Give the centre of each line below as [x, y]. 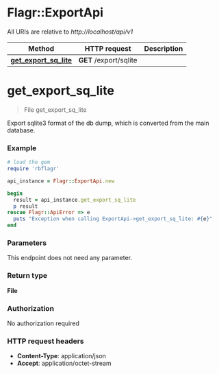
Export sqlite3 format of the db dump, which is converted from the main [108, 123]
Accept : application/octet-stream [64, 363]
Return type [27, 276]
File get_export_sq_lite [55, 109]
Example [22, 148]
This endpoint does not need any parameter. [69, 258]
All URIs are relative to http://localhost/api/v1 [70, 32]
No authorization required [43, 323]
